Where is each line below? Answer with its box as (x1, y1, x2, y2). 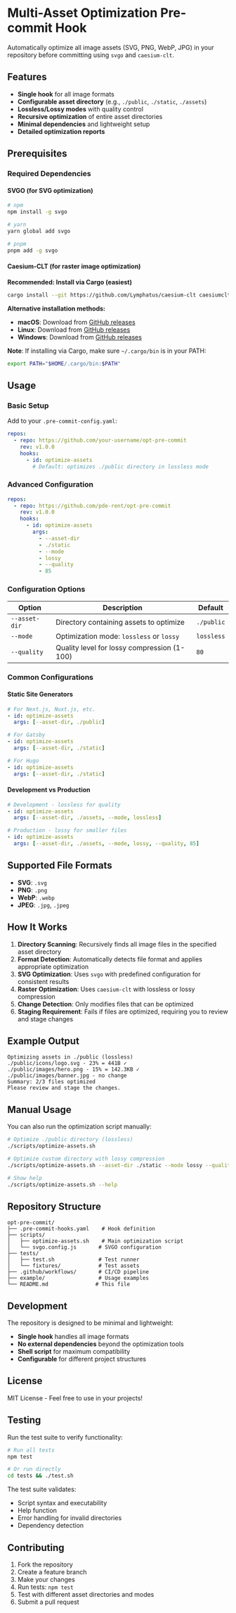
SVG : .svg (17, 878, 47, 887)
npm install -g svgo (7, 208, 68, 216)
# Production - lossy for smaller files (7, 827, 128, 834)
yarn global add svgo (7, 228, 71, 235)
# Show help (7, 1174, 42, 1181)
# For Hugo (7, 757, 39, 764)
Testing (7, 1414, 41, 1426)
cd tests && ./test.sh (7, 1472, 74, 1480)
